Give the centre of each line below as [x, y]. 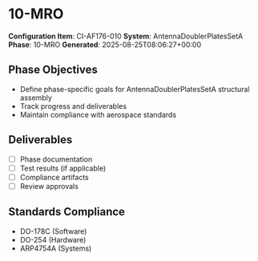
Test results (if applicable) [63, 168]
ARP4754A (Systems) [56, 248]
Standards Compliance [67, 212]
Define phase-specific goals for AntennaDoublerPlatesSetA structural [135, 89]
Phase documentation [56, 159]
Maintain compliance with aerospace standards [98, 114]
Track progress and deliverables [73, 106]
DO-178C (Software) [53, 231]
